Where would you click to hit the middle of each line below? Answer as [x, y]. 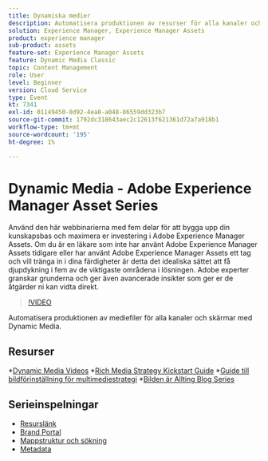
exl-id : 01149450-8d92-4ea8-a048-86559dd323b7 [87, 113]
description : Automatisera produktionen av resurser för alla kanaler [128, 23]
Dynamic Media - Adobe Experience [130, 188]
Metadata [35, 449]
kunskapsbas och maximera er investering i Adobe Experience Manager [126, 236]
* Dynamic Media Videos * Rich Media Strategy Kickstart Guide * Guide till [129, 371]
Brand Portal [40, 432]
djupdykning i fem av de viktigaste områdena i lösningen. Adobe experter [129, 270]
